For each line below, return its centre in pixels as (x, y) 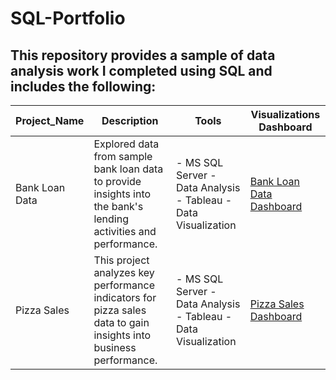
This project (121, 260)
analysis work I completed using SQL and (141, 70)
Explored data (126, 144)
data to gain (121, 322)
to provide (117, 181)
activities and (125, 231)
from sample (123, 156)
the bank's (118, 206)
